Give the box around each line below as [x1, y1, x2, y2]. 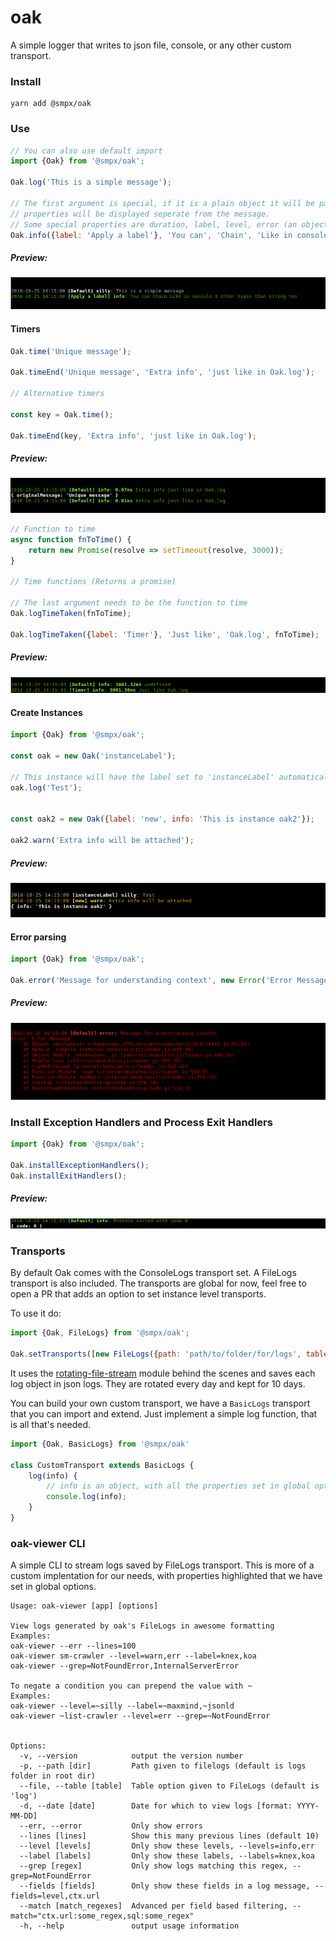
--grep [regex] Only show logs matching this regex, [19, 1861, 288, 1871]
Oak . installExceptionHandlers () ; [10, 1160, 150, 1170]
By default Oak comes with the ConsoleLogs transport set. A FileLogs [10, 1267, 297, 1279]
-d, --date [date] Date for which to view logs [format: [19, 1801, 293, 1811]
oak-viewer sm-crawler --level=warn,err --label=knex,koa [10, 1651, 257, 1661]
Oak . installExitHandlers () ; [10, 1171, 128, 1181]
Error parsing [10, 931, 67, 943]
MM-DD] [10, 1811, 38, 1821]
